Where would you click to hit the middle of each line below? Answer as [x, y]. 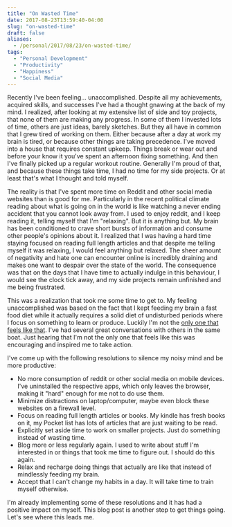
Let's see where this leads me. [51, 517]
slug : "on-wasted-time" [42, 26]
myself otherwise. [43, 489]
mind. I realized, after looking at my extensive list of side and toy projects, [112, 112]
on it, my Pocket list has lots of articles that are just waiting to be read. [117, 423]
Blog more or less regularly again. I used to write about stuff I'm [108, 445]
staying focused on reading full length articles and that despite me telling [111, 243]
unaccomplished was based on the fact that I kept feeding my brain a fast [112, 308]
